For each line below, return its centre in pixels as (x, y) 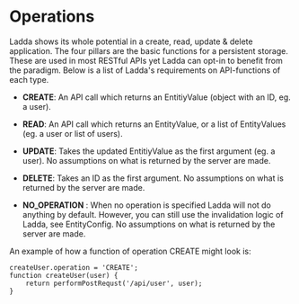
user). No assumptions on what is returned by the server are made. (146, 160)
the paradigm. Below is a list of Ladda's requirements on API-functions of (145, 70)
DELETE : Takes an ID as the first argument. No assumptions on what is (153, 178)
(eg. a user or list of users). (72, 133)
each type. (29, 79)
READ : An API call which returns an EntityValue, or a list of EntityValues (154, 124)
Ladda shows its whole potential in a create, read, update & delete (131, 41)
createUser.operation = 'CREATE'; (74, 267)
